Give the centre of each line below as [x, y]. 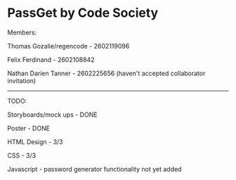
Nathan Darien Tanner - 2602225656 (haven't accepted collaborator [106, 73]
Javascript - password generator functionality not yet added [94, 169]
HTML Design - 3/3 [35, 141]
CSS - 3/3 [22, 155]
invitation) [22, 81]
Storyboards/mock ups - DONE [52, 115]
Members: [22, 32]
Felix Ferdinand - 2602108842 [51, 59]
